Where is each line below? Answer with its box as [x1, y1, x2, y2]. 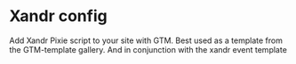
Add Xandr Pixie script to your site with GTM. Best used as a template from [9, 35, 283, 46]
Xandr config [9, 6, 108, 26]
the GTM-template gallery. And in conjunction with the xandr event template [9, 44, 287, 54]
